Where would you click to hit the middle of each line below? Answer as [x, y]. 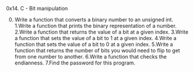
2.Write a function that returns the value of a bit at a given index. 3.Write [101, 32]
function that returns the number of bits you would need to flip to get [97, 51]
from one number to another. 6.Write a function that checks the [91, 57]
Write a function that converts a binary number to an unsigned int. [94, 19]
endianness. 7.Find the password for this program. [75, 63]
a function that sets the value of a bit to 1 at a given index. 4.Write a [95, 38]
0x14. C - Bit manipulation [37, 8]
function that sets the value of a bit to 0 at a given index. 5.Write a [94, 44]
